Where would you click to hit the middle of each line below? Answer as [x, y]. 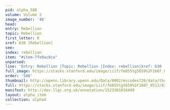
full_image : [18, 71]
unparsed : [16, 62]
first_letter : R [22, 39]
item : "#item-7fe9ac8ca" [31, 57]
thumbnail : [17, 81]
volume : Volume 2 [24, 15]
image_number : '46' [26, 19]
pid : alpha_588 [21, 10]
